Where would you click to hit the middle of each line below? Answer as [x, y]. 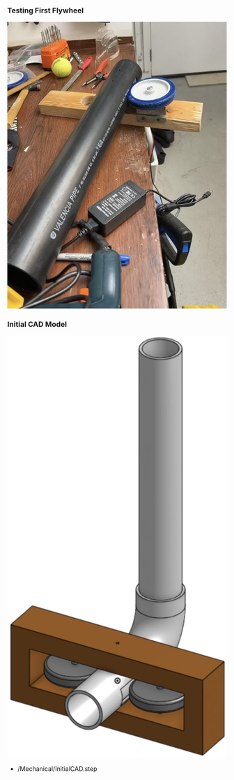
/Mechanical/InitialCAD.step [57, 768]
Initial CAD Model [37, 324]
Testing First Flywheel [46, 10]
